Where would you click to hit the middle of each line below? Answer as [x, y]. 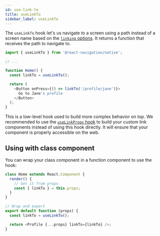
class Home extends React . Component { [45, 174]
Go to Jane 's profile [40, 93]
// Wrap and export [25, 206]
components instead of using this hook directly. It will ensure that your [77, 127]
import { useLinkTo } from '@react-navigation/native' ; [64, 53]
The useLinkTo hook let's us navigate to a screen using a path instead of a [80, 33]
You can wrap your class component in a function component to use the [79, 160]
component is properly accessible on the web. [52, 132]
